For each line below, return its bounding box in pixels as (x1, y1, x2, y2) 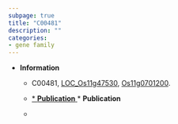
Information (19, 63, 60, 72)
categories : (8, 33, 47, 42)
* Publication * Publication (31, 94, 121, 103)
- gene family (8, 41, 55, 49)
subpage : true (8, 11, 55, 20)
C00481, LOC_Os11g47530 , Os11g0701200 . (31, 79, 171, 88)
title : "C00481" (8, 19, 62, 27)
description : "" (8, 26, 62, 34)
